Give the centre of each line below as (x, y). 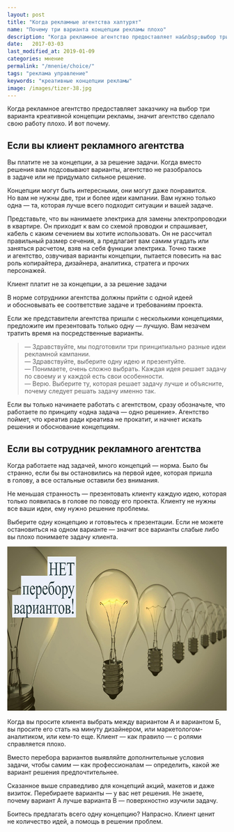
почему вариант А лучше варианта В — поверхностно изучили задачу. (112, 800)
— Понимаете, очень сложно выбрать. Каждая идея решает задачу (125, 369)
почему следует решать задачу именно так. (90, 391)
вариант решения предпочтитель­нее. (63, 772)
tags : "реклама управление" (48, 73)
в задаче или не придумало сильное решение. (77, 177)
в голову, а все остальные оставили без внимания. (83, 480)
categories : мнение (36, 59)
